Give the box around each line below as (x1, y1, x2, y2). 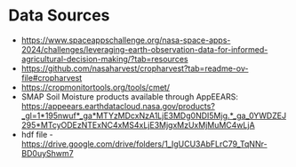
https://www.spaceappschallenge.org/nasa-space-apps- (20, 35, 231, 45)
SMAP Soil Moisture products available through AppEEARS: (20, 91, 239, 102)
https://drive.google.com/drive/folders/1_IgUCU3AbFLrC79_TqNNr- (20, 139, 268, 149)
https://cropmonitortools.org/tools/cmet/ (20, 82, 171, 92)
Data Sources (8, 5, 110, 26)
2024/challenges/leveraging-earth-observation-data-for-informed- (20, 44, 268, 54)
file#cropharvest (20, 72, 83, 83)
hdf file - (20, 129, 54, 139)
